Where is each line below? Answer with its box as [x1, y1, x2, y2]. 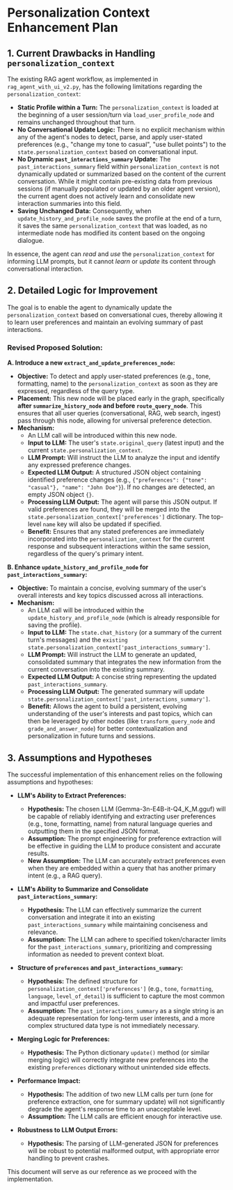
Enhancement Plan [7, 19, 118, 35]
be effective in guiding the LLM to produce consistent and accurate [27, 841, 221, 850]
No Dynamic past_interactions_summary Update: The [17, 155, 171, 163]
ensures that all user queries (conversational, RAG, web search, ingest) [17, 409, 221, 418]
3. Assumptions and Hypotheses [7, 752, 152, 763]
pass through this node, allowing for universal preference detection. [17, 416, 212, 425]
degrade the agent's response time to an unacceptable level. [27, 1104, 202, 1113]
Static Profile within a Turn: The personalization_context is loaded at [17, 103, 219, 111]
